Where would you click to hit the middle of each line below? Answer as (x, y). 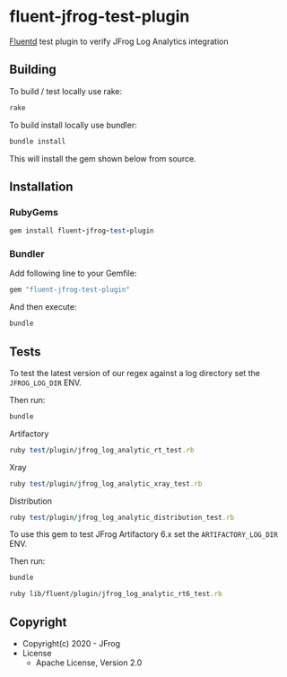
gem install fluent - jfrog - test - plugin (82, 231)
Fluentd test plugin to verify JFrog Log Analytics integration (119, 41)
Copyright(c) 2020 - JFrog (71, 643)
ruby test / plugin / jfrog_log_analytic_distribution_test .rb (122, 517)
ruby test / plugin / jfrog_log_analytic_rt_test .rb (102, 450)
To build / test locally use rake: (66, 91)
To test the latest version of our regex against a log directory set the (135, 373)
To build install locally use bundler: (73, 125)
